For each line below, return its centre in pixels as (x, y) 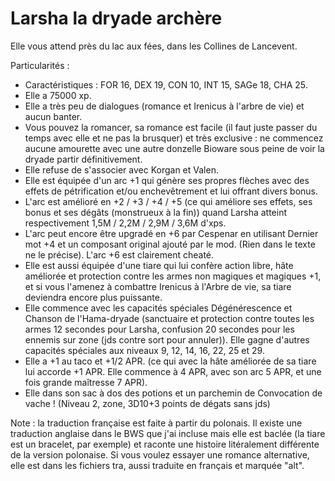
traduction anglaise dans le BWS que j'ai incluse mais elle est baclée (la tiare (168, 433)
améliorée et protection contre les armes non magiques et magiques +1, (173, 276)
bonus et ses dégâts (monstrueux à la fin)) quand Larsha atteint (156, 212)
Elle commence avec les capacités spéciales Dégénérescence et (158, 308)
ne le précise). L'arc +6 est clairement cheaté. (119, 254)
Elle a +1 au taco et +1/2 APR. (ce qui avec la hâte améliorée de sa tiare (170, 361)
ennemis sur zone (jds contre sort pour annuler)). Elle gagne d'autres (167, 339)
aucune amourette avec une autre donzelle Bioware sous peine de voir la (174, 148)
